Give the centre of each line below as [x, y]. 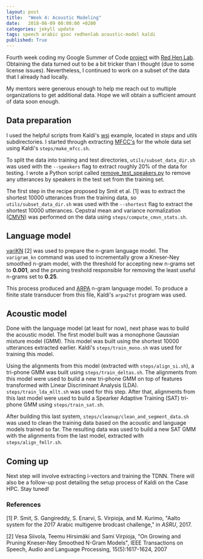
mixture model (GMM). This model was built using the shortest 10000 [93, 341]
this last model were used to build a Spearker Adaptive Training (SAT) [93, 398]
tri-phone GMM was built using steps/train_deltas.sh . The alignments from [101, 372]
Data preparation [39, 121]
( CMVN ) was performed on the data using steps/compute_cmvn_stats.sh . [97, 217]
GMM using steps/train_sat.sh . [64, 405]
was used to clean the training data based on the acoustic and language [96, 423]
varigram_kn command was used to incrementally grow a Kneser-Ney [93, 257]
